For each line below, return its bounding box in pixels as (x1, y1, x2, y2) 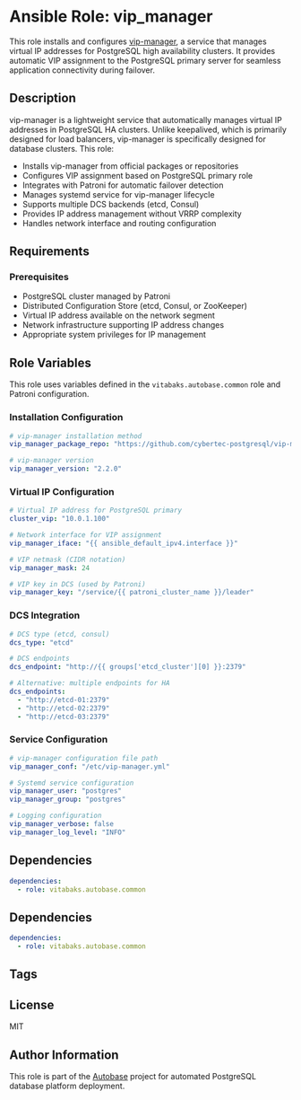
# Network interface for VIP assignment (9, 531, 163, 540)
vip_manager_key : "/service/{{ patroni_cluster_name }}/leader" (9, 588, 254, 597)
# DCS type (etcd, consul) (9, 629, 110, 638)
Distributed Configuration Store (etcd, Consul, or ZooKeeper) (21, 301, 248, 312)
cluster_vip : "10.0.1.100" (9, 515, 110, 524)
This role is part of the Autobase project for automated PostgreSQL (9, 1070, 257, 1081)
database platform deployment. (9, 1080, 125, 1091)
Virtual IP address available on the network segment (21, 310, 215, 321)
